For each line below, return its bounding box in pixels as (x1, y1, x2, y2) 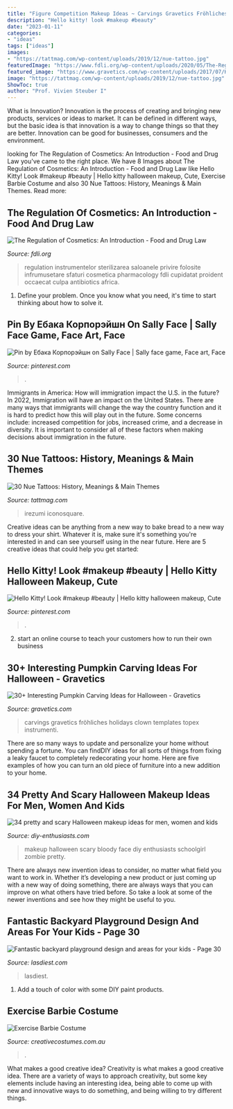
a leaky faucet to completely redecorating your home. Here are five (7, 754, 199, 762)
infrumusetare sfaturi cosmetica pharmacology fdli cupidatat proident (24, 270, 223, 279)
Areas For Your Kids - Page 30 (7, 926, 140, 938)
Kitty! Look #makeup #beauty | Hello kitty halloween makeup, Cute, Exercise (7, 172, 226, 181)
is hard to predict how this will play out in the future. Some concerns (7, 411, 202, 419)
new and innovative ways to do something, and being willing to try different (7, 1086, 222, 1094)
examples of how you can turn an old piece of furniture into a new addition (7, 762, 221, 770)
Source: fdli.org (7, 249, 51, 258)
